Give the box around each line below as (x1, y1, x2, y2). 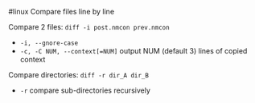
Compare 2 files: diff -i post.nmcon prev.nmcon (8, 22, 171, 31)
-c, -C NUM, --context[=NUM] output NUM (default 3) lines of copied (19, 46, 248, 55)
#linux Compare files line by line (8, 7, 115, 16)
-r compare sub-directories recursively (19, 85, 151, 95)
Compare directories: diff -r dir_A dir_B (8, 70, 149, 79)
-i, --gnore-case (19, 39, 79, 47)
